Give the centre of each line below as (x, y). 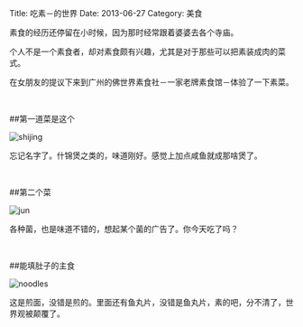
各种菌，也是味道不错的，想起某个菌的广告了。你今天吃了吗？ (124, 229)
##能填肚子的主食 (42, 266)
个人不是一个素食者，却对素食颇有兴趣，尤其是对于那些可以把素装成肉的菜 (147, 51)
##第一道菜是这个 (42, 119)
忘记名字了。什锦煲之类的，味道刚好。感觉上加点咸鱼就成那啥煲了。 (136, 155)
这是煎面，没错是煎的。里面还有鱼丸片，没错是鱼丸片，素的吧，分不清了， (147, 302)
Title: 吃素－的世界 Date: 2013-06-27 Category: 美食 (106, 13)
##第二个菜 (30, 192)
